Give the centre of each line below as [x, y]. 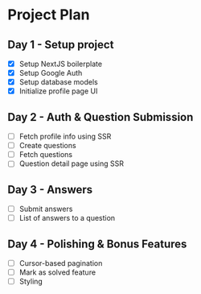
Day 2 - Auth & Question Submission [100, 117]
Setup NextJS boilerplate [60, 64]
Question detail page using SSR [71, 164]
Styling [31, 282]
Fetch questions [46, 155]
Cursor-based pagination [61, 263]
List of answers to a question [67, 218]
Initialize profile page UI [58, 91]
